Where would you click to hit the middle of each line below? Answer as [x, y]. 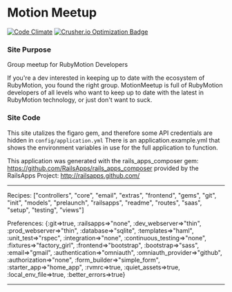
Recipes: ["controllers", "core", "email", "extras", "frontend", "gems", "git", [112, 195]
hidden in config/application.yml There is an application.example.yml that [114, 140]
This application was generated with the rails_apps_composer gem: [103, 160]
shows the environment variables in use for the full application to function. [113, 147]
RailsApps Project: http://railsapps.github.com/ [74, 175]
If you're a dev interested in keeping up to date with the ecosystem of [106, 78]
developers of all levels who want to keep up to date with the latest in [105, 93]
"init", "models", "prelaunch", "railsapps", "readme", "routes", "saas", [105, 202]
